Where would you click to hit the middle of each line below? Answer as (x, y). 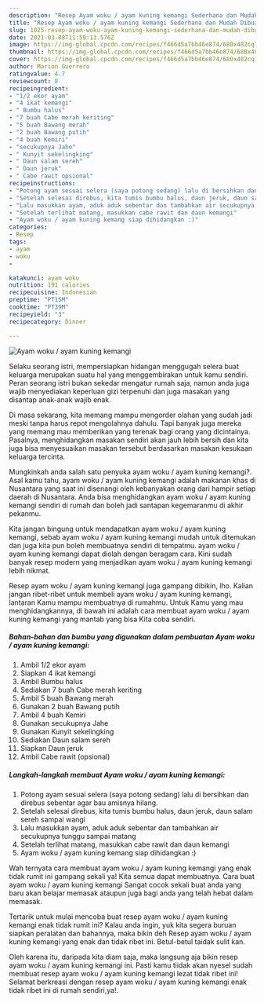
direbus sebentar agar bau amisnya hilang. (89, 803)
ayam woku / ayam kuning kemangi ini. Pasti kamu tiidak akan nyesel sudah (131, 965)
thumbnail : (27, 52)
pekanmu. (25, 513)
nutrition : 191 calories (49, 285)
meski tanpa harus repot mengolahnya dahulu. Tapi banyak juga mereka (125, 423)
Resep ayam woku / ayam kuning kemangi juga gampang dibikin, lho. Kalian (131, 585)
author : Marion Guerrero (49, 67)
